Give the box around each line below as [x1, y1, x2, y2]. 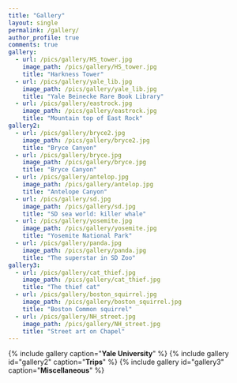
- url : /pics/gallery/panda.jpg [15, 239, 122, 247]
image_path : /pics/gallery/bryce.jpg [22, 159, 147, 167]
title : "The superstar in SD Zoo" [22, 253, 136, 261]
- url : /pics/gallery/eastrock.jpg [15, 100, 133, 107]
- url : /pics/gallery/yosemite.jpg [15, 217, 133, 225]
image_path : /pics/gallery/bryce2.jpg [22, 136, 150, 145]
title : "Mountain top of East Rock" [22, 115, 144, 122]
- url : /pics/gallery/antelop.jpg [15, 173, 129, 182]
